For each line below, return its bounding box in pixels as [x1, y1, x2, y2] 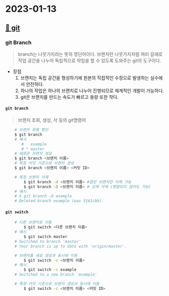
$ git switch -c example [24, 267, 77, 272]
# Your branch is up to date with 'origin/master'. [14, 244, 127, 249]
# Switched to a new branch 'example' [14, 272, 97, 277]
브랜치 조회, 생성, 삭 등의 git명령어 [17, 117, 86, 123]
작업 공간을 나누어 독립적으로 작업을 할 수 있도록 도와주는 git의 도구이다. [17, 57, 161, 64]
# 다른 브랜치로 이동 [14, 220, 52, 225]
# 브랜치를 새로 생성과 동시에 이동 [14, 253, 78, 258]
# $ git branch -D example [14, 194, 72, 199]
